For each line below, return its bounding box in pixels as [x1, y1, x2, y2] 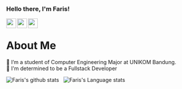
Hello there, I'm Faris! [6, 5, 70, 13]
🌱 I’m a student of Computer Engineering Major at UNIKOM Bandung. [6, 59, 177, 66]
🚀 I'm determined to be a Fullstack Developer [6, 65, 117, 72]
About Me [6, 39, 56, 52]
